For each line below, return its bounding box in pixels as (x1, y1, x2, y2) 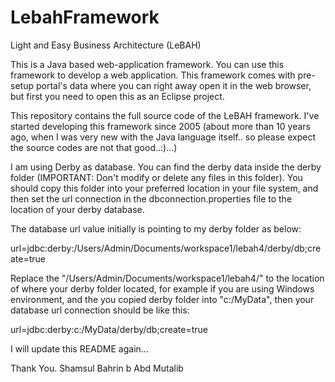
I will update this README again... (10, 342, 149, 355)
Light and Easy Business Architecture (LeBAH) (10, 39, 202, 51)
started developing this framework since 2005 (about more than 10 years (10, 120, 311, 132)
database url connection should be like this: (10, 304, 190, 316)
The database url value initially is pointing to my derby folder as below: (10, 222, 302, 235)
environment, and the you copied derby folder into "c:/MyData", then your (10, 293, 315, 305)
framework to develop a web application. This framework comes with (10, 69, 296, 81)
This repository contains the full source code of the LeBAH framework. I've (10, 109, 320, 121)
